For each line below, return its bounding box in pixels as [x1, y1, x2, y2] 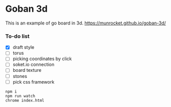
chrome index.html [5, 98, 44, 103]
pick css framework [12, 78, 55, 85]
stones [12, 73, 27, 79]
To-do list [5, 33, 30, 40]
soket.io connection [12, 62, 55, 68]
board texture [12, 67, 42, 73]
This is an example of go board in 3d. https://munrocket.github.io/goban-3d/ [5, 20, 166, 26]
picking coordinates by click [12, 56, 72, 62]
